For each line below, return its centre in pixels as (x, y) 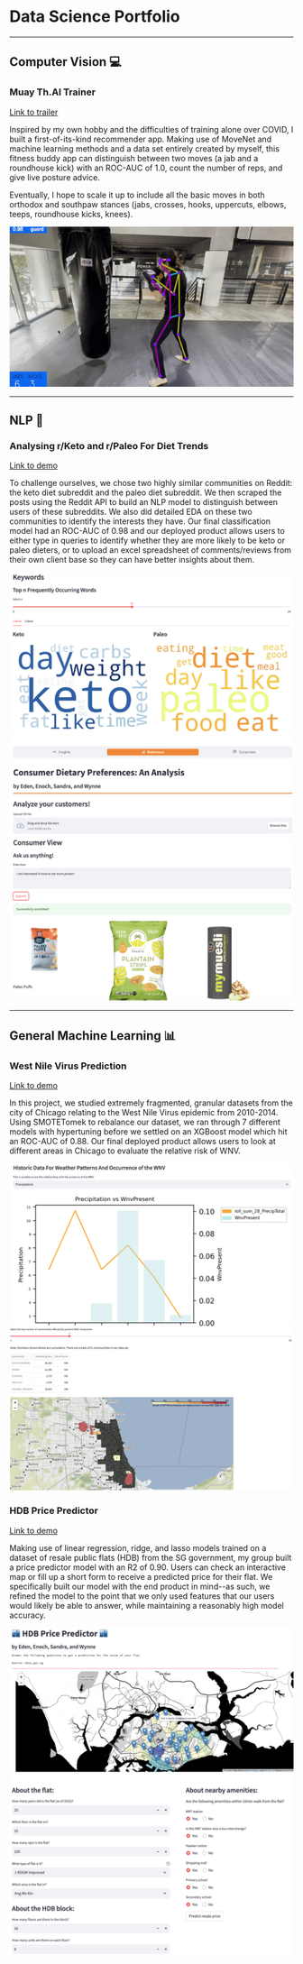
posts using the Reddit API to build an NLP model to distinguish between (143, 502)
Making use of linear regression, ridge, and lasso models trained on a (138, 1547)
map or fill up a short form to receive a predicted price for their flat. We (141, 1576)
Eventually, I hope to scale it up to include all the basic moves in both (138, 195)
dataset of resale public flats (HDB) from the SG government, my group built (151, 1557)
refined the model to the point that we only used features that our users (142, 1596)
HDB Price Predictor (54, 1510)
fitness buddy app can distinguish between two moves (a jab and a (134, 158)
